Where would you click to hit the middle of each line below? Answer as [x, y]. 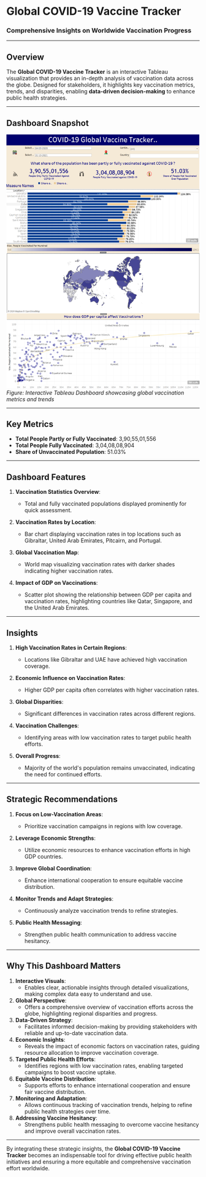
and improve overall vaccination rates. [72, 1131]
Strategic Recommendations [62, 800]
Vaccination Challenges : [47, 725]
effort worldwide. [28, 1168]
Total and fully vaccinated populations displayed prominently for [105, 504]
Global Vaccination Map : [47, 553]
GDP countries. [44, 856]
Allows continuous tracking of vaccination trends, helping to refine [108, 1105]
